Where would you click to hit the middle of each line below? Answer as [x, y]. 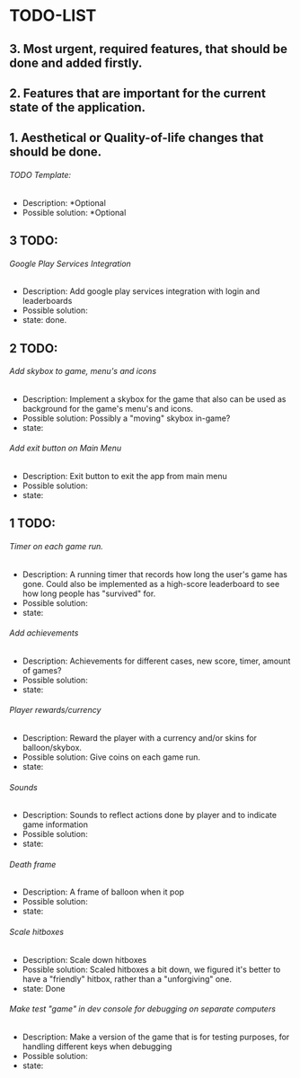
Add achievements [44, 633]
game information [55, 824]
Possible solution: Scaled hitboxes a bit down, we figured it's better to [151, 969]
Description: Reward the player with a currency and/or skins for [140, 737]
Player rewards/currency [55, 710]
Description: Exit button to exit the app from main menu [124, 476]
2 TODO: [34, 348]
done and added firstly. [76, 62]
